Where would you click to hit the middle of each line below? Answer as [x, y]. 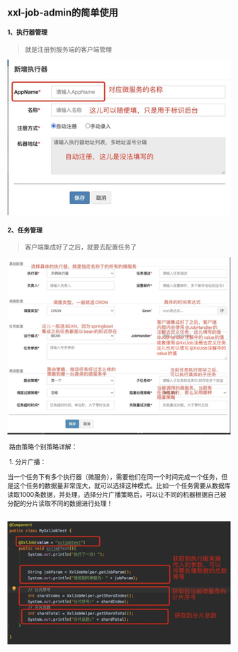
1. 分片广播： [28, 461]
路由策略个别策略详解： [43, 446]
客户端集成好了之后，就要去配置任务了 [80, 247]
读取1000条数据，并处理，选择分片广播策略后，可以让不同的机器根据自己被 [117, 494]
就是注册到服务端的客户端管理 [68, 49]
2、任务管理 [25, 230]
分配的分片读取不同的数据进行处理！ [60, 503]
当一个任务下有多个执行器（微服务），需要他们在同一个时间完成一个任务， [114, 476]
